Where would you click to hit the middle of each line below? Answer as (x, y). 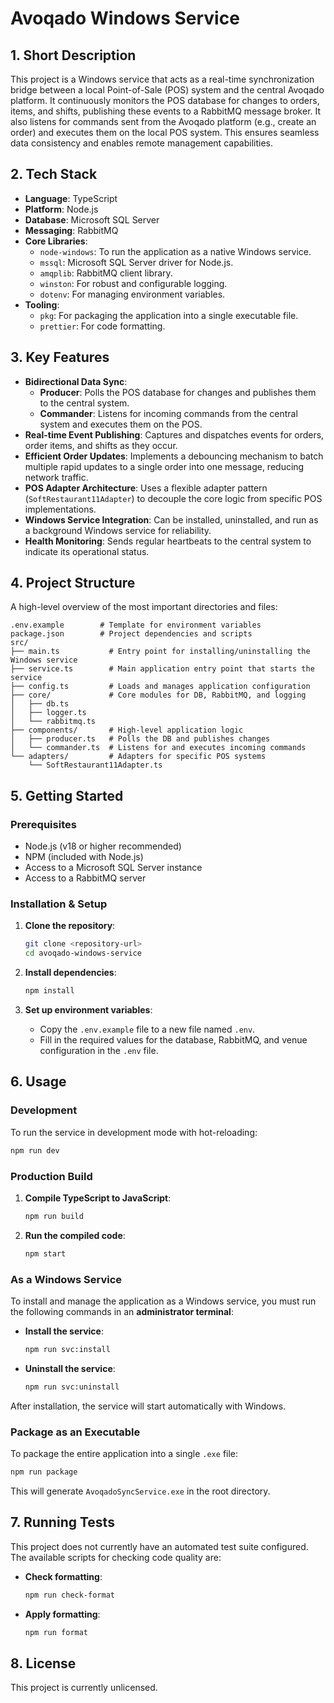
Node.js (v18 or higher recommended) (103, 846)
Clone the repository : (70, 926)
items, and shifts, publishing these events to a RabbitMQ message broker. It (166, 111)
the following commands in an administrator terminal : (122, 1311)
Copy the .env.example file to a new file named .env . (147, 1029)
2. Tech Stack (54, 174)
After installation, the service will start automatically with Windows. (148, 1406)
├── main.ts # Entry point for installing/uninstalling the (160, 652)
